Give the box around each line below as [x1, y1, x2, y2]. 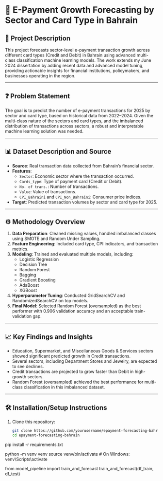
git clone [12, 428, 33, 433]
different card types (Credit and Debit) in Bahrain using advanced [5, 52, 136, 58]
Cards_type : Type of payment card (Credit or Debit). [19, 178, 123, 184]
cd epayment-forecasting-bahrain [12, 433, 80, 438]
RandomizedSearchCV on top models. [12, 298, 89, 304]
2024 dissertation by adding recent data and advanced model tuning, [5, 63, 144, 68]
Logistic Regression [19, 257, 59, 262]
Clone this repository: [12, 419, 55, 425]
